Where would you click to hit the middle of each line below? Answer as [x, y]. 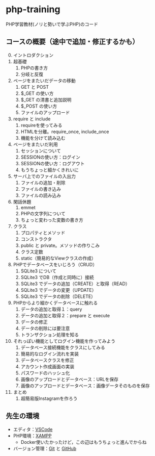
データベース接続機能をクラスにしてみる [63, 347]
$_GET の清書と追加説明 [46, 99]
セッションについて [41, 150]
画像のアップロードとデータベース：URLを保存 [70, 379]
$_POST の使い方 [39, 106]
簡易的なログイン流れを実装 [50, 353]
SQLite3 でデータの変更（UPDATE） [58, 290]
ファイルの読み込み [41, 195]
